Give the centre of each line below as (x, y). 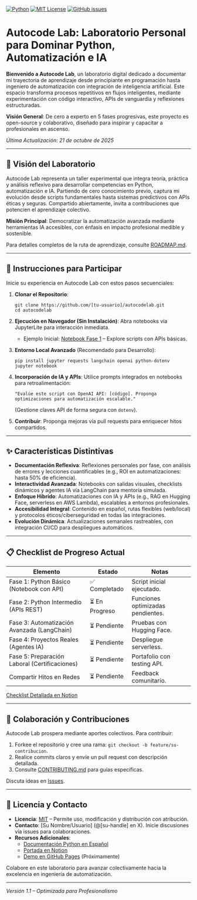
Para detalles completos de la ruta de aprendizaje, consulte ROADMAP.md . (97, 245)
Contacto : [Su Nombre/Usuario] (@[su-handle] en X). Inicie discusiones (102, 825)
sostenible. (19, 233)
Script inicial (149, 582)
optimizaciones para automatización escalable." (75, 399)
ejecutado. (146, 589)
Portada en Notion (45, 850)
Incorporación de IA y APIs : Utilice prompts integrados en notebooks (98, 377)
